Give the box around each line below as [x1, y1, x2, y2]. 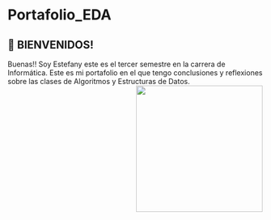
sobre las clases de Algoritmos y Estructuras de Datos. [7, 77, 191, 86]
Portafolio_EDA [7, 6, 112, 24]
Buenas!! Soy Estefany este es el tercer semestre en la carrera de [7, 59, 226, 69]
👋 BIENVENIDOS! [7, 38, 94, 52]
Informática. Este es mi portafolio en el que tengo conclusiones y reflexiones [7, 68, 263, 78]
